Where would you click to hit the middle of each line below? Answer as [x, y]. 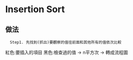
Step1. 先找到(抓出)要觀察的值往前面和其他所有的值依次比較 [66, 42]
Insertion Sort [35, 9]
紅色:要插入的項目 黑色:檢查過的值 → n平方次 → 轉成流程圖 [67, 52]
